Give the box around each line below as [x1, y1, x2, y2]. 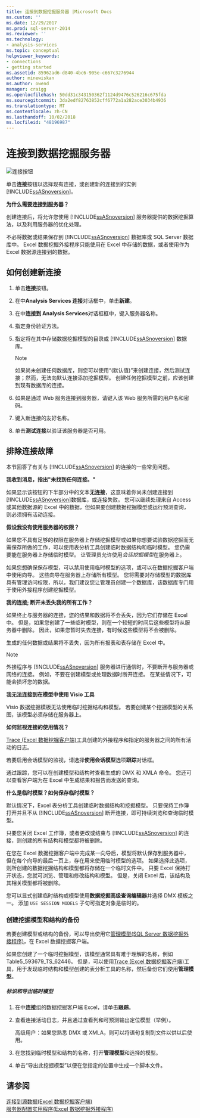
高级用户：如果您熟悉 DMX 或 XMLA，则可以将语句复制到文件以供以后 [14, 1029, 187, 1036]
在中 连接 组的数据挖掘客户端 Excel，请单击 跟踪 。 [14, 1004, 135, 1011]
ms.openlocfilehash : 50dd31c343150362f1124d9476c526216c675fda [6, 92, 167, 98]
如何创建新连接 [6, 268, 61, 278]
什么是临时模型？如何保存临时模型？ [6, 789, 95, 796]
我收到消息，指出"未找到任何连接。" [6, 476, 96, 483]
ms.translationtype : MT [6, 103, 65, 109]
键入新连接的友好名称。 [14, 414, 73, 421]
